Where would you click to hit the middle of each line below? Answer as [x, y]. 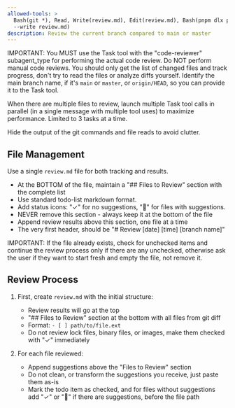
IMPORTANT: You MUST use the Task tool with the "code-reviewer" [105, 53]
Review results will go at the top [74, 310]
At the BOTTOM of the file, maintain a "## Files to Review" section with [120, 185]
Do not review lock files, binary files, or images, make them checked [126, 332]
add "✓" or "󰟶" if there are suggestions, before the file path [114, 397]
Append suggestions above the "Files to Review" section [109, 367]
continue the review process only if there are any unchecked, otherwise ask [116, 251]
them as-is [43, 381]
